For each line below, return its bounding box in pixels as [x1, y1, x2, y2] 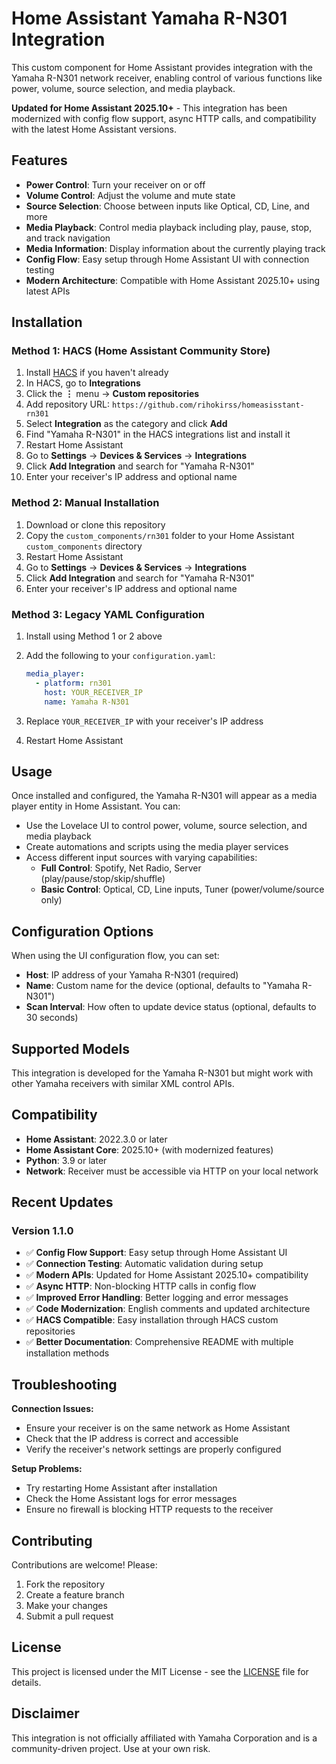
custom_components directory [25, 540, 143, 552]
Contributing [11, 1532, 93, 1549]
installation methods [25, 1347, 110, 1359]
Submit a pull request [25, 1610, 114, 1622]
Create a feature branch [25, 1589, 125, 1601]
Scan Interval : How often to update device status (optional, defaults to [25, 1001, 317, 1013]
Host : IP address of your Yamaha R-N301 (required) [25, 969, 239, 981]
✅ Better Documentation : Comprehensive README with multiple [25, 1336, 294, 1348]
